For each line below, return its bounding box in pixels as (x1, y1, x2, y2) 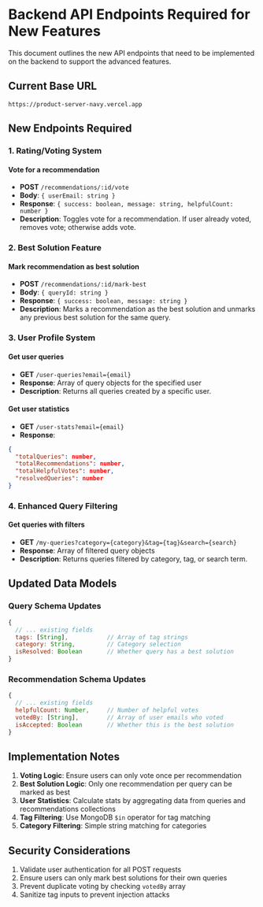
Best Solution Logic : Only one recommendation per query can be (19, 779, 232, 789)
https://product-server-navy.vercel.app (8, 100, 143, 108)
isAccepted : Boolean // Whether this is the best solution (15, 720, 235, 729)
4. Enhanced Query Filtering (8, 500, 118, 511)
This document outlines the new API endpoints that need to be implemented (8, 48, 254, 57)
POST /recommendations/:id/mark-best (19, 280, 147, 289)
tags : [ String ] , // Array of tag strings (15, 633, 189, 641)
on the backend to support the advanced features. (8, 57, 172, 66)
